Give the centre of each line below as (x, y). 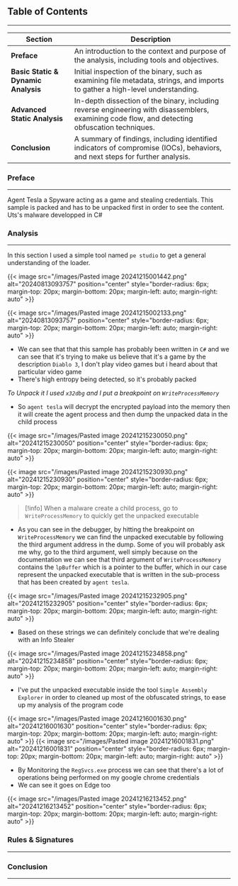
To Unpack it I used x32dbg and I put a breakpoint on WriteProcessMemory (113, 393)
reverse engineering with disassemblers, (142, 109)
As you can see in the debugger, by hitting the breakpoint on (106, 529)
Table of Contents (48, 12)
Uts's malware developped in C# (55, 215)
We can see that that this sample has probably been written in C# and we (123, 349)
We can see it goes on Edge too (64, 785)
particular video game (50, 372)
